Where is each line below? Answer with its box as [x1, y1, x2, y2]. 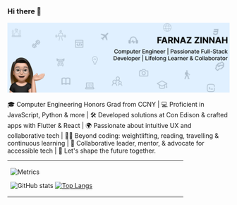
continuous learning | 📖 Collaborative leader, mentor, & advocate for [7, 139, 205, 147]
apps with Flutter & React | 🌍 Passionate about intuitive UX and [7, 121, 192, 129]
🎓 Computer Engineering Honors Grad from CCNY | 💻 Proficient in [7, 100, 205, 108]
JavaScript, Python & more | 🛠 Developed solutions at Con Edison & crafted [7, 110, 228, 119]
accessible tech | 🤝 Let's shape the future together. [7, 146, 157, 155]
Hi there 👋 [7, 6, 42, 16]
